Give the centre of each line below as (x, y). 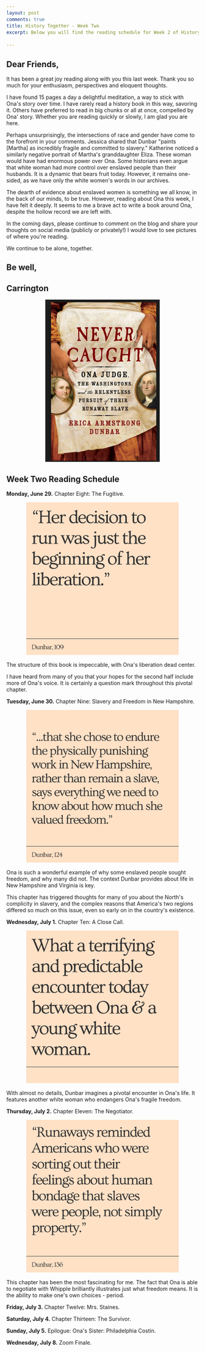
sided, (14, 180)
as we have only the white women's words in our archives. (97, 180)
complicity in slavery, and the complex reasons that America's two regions (100, 903)
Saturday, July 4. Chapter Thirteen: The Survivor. (69, 1318)
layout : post (23, 13)
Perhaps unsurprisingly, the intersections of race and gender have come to (101, 135)
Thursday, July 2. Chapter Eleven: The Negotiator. (70, 1111)
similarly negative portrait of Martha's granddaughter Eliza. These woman (99, 154)
